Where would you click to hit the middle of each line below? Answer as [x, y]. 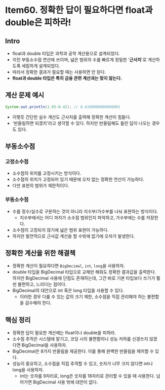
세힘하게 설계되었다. [41, 66]
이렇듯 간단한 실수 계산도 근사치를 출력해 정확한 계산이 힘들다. [72, 117]
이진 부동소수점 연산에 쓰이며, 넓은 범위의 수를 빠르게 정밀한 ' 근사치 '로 [80, 59]
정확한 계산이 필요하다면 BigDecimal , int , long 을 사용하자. [68, 266]
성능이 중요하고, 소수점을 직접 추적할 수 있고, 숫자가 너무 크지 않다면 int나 [82, 364]
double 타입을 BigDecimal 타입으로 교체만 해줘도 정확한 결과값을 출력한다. [84, 272]
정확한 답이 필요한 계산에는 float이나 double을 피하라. [64, 333]
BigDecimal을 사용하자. [44, 345]
